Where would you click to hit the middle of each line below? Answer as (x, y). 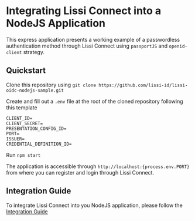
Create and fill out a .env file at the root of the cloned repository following (95, 101)
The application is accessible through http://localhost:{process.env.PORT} (98, 166)
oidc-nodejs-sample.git (35, 90)
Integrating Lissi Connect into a (84, 11)
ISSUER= (16, 139)
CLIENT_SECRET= (25, 123)
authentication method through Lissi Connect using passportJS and (87, 46)
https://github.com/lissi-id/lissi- (143, 85)
